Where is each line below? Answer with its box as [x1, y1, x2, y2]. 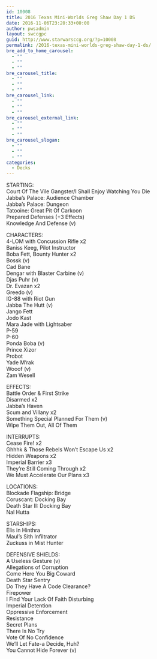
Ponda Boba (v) [6, 340, 45, 347]
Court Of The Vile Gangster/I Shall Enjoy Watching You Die [6, 188, 150, 195]
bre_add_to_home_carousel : [6, 48, 74, 54]
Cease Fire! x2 [6, 439, 42, 447]
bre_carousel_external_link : [6, 115, 79, 121]
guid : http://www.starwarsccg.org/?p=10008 [6, 37, 117, 43]
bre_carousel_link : [6, 92, 55, 98]
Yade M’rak [6, 359, 34, 366]
